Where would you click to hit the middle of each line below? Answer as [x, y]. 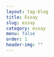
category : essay [26, 28]
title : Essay [22, 17]
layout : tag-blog [27, 12]
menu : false [21, 34]
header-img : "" [25, 45]
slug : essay [21, 23]
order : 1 [17, 39]
